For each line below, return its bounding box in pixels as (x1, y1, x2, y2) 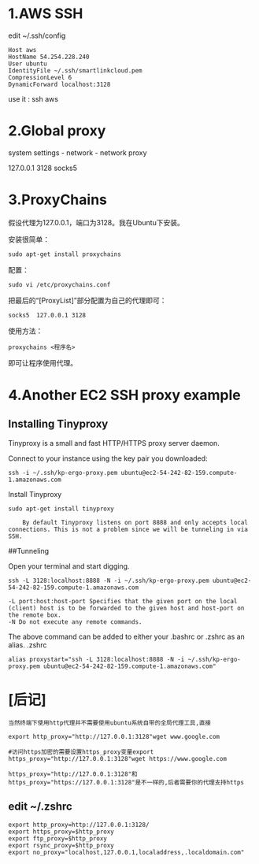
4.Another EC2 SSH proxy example (8, 387, 242, 404)
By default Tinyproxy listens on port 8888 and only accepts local (22, 518, 248, 526)
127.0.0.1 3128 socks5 (8, 163, 77, 172)
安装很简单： (8, 234, 50, 244)
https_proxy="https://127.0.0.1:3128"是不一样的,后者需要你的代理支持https (8, 778, 245, 786)
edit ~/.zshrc (8, 800, 72, 814)
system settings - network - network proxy (8, 147, 147, 158)
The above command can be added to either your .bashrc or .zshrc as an (8, 632, 246, 641)
